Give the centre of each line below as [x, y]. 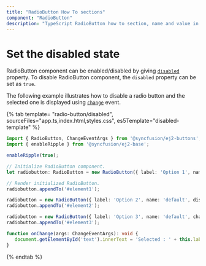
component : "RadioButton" [39, 18]
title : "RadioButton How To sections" [56, 12]
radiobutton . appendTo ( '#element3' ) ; [53, 223]
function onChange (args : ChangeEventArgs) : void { [72, 233]
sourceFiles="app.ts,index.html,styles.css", [61, 121]
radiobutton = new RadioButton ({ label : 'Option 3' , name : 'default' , [98, 217]
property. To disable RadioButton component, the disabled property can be [101, 77]
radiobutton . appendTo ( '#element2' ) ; [53, 206]
